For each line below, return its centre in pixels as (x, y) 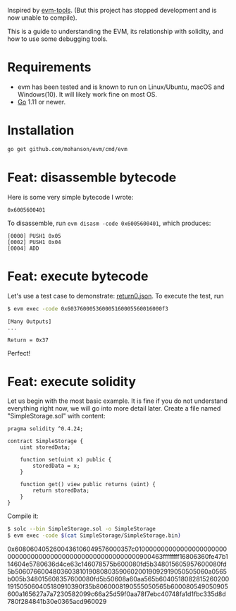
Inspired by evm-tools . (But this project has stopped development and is (112, 10)
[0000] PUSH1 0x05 (34, 236)
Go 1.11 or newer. (41, 102)
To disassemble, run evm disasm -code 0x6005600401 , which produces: (109, 223)
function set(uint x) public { (66, 460)
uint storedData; (45, 447)
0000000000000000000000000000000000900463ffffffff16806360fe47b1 (118, 557)
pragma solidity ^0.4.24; (45, 429)
